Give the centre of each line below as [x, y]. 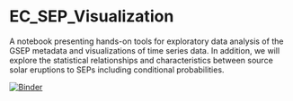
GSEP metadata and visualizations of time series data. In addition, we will [145, 50]
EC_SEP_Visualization [92, 17]
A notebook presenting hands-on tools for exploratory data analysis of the [146, 41]
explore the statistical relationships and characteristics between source [142, 60]
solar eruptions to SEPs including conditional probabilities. [117, 70]
